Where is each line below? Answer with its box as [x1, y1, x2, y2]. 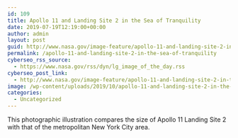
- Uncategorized [13, 96, 62, 103]
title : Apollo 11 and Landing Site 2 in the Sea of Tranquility [7, 17, 201, 24]
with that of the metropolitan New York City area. [7, 123, 150, 131]
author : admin [7, 30, 50, 38]
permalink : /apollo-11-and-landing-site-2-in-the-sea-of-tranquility [7, 50, 217, 57]
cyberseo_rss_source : [7, 57, 72, 64]
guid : [7, 43, 23, 50]
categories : [7, 89, 42, 96]
